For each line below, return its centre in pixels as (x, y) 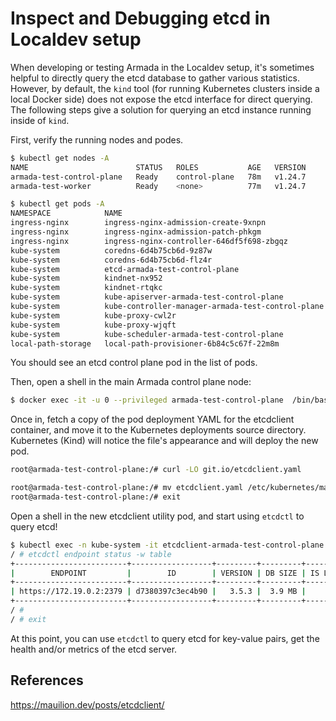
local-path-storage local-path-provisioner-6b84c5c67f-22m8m (145, 343)
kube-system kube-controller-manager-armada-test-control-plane (167, 307)
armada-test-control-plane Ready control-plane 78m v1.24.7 (158, 177)
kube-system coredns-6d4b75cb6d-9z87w (111, 250)
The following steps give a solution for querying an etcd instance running (161, 109)
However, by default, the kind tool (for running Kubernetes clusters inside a (165, 88)
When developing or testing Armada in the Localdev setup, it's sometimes (162, 67)
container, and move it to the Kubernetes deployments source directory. (158, 430)
